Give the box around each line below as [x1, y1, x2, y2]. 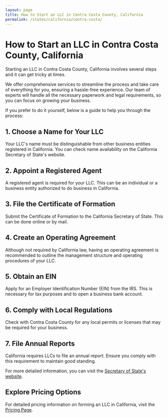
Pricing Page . [5, 406, 33, 413]
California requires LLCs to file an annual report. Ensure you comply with [5, 353, 156, 359]
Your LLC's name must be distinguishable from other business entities [5, 141, 151, 147]
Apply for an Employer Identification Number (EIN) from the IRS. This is [5, 286, 153, 292]
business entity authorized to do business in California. [5, 185, 120, 191]
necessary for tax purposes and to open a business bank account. [5, 291, 143, 297]
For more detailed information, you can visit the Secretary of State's [5, 368, 146, 374]
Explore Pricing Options [5, 388, 82, 397]
